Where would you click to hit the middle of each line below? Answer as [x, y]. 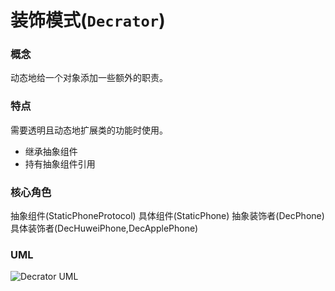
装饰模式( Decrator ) [88, 20]
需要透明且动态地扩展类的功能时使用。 [89, 130]
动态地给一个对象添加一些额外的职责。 [89, 78]
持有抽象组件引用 [60, 163]
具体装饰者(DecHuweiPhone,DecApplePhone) [104, 228]
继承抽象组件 [51, 151]
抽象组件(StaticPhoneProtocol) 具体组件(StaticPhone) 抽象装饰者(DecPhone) [167, 216]
